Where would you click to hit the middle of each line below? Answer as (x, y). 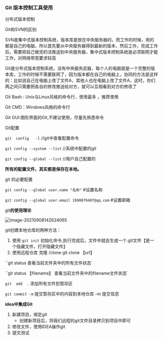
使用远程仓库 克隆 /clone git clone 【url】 (53, 253)
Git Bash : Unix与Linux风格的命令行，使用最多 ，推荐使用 (62, 97)
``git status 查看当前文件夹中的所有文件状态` (49, 263)
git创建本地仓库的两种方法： (33, 230)
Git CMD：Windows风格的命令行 (38, 107)
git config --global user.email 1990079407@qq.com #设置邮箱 (68, 200)
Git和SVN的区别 (21, 30)
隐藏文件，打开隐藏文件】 (42, 247)
